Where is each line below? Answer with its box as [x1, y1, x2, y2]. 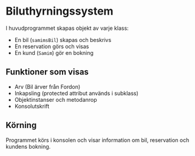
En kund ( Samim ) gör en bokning [14, 49, 94, 56]
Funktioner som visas [5, 67, 89, 77]
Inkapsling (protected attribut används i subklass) [14, 90, 139, 97]
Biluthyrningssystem [5, 4, 114, 18]
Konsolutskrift [14, 102, 50, 110]
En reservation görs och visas [14, 43, 89, 50]
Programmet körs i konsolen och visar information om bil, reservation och [5, 136, 190, 144]
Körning [5, 120, 37, 130]
